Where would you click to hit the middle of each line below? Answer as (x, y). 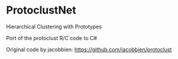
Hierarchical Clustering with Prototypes (54, 27)
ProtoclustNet (41, 10)
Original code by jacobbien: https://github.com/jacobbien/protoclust (89, 49)
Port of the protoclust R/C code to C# (52, 38)
